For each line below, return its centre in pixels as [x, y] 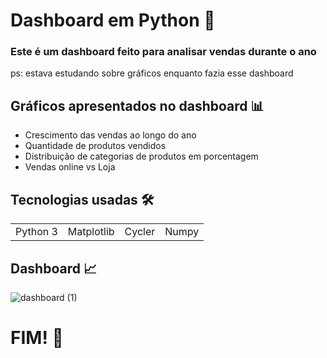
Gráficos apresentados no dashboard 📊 [137, 105]
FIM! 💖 [37, 338]
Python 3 [36, 232]
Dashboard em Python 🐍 [113, 20]
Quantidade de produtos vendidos [95, 146]
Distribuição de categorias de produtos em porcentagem [141, 156]
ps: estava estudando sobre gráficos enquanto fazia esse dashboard [152, 73]
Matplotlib [91, 232]
